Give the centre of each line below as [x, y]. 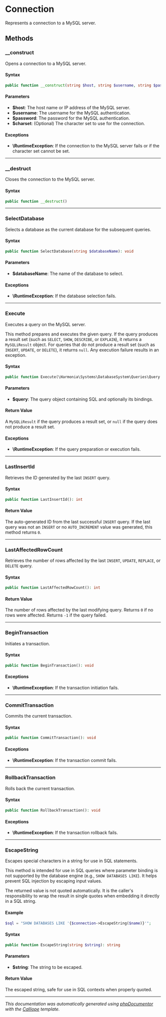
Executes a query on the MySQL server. [46, 324]
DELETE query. [19, 566]
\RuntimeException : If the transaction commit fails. [64, 760]
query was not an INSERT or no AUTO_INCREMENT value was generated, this [79, 527]
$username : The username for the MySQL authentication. [71, 113]
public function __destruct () [36, 201]
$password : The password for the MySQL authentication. [71, 118]
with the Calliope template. [33, 1009]
